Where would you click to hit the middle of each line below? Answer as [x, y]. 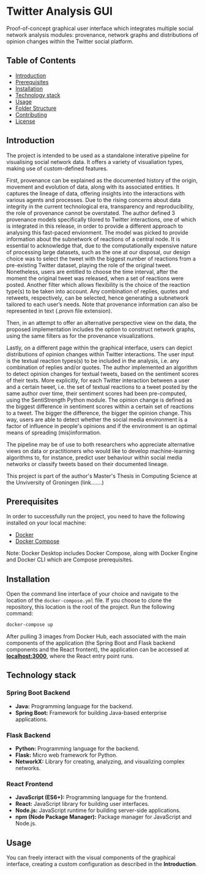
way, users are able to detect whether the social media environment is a [97, 419]
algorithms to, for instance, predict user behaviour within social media [94, 457]
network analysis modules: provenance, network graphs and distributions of [102, 34]
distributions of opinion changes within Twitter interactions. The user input [100, 354]
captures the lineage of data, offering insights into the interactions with [96, 193]
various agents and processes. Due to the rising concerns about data [94, 200]
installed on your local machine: [47, 523]
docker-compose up [30, 625]
